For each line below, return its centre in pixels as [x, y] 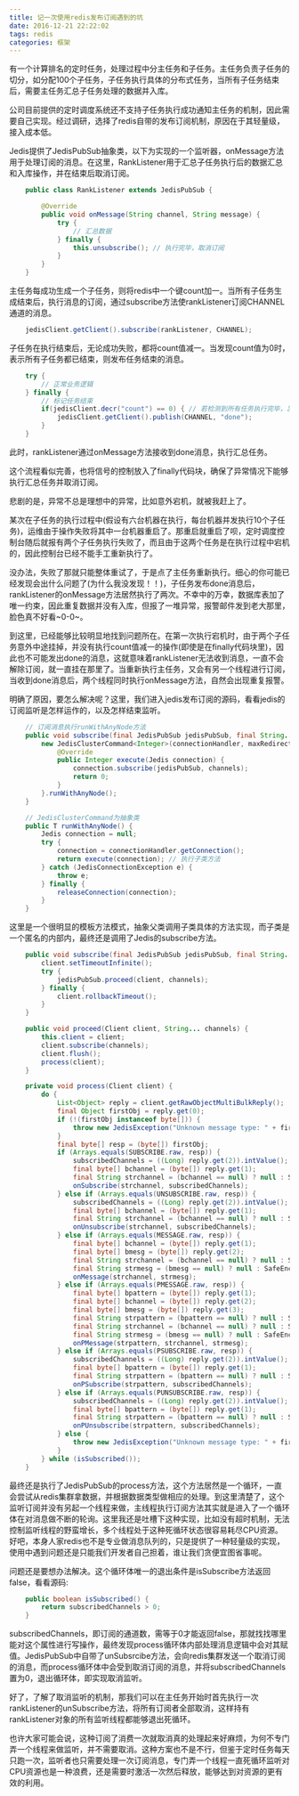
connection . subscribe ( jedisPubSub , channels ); [161, 768]
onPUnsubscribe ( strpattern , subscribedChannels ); [166, 1426]
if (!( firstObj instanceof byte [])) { [129, 1119]
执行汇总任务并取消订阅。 [56, 482]
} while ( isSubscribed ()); [91, 1459]
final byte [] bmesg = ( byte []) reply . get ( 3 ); [158, 1310]
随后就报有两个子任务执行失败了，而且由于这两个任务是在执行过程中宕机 [157, 542]
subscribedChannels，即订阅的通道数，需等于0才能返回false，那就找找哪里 [148, 1634]
